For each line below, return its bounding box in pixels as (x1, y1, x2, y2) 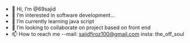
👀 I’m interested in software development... (11, 12, 115, 19)
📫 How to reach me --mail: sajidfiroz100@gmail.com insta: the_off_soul (11, 31, 184, 37)
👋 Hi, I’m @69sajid (11, 6, 56, 12)
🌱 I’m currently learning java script (11, 18, 95, 24)
